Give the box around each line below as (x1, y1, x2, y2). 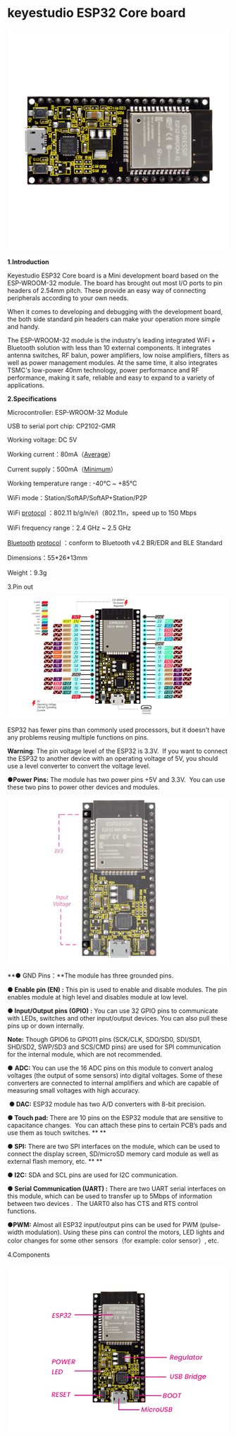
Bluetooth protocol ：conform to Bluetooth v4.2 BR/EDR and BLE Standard (7, 538, 223, 547)
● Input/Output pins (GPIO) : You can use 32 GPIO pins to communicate (7, 1007, 218, 1015)
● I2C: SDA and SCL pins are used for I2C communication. (7, 1171, 178, 1179)
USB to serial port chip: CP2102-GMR (7, 421, 116, 430)
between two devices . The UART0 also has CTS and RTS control (7, 1200, 199, 1208)
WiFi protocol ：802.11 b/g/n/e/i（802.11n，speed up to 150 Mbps (7, 509, 197, 517)
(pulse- (199, 1221, 221, 1229)
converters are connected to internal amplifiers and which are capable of (7, 1079, 220, 1088)
